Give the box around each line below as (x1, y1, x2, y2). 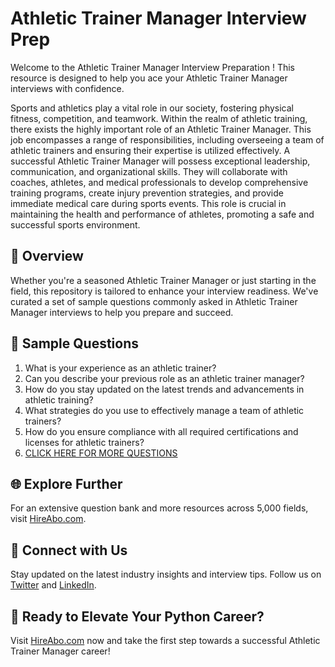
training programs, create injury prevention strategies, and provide (10, 187, 284, 199)
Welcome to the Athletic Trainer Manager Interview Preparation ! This (10, 61, 295, 73)
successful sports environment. (10, 218, 141, 231)
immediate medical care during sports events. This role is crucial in (10, 197, 287, 209)
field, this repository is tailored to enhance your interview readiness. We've (10, 285, 319, 297)
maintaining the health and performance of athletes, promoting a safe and (10, 208, 315, 220)
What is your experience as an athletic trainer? (24, 362, 217, 374)
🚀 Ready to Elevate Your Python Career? (10, 608, 265, 625)
